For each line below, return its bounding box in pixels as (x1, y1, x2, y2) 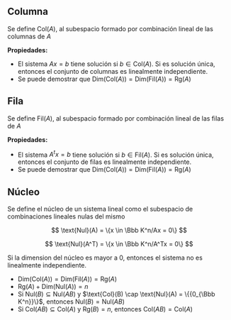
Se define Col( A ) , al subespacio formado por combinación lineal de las (7, 24, 214, 33)
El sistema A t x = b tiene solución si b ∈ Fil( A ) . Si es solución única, (17, 149, 214, 159)
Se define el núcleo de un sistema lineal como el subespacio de (7, 205, 193, 214)
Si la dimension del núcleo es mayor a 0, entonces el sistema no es (7, 253, 203, 262)
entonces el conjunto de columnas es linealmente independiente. (17, 67, 208, 75)
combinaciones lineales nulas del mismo (7, 212, 125, 221)
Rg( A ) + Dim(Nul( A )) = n (17, 282, 89, 291)
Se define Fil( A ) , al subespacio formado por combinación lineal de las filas (7, 114, 225, 123)
